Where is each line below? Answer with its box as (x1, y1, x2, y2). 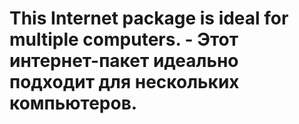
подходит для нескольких (9, 71, 240, 94)
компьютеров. (9, 92, 138, 115)
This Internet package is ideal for (9, 7, 289, 30)
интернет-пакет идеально (9, 50, 239, 72)
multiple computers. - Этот (9, 28, 239, 51)
